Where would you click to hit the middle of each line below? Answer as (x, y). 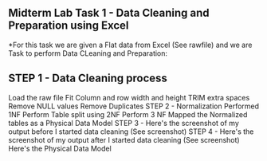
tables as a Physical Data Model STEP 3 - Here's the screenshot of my (124, 123)
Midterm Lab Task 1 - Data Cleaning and (109, 13)
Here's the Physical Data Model (60, 148)
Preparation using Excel (69, 26)
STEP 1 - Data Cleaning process (88, 79)
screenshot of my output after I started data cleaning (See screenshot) (124, 139)
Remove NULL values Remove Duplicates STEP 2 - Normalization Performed (134, 106)
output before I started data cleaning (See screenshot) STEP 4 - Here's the (131, 132)
